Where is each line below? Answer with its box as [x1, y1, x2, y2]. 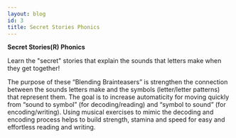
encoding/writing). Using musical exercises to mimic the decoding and [7, 108, 214, 117]
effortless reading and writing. [7, 123, 96, 132]
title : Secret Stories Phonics [7, 23, 100, 30]
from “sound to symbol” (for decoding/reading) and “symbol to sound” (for [7, 100, 226, 109]
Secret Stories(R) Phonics [7, 43, 85, 52]
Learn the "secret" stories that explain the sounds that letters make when [7, 57, 222, 65]
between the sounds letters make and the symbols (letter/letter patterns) [7, 86, 220, 94]
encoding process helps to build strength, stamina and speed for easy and [7, 115, 225, 124]
